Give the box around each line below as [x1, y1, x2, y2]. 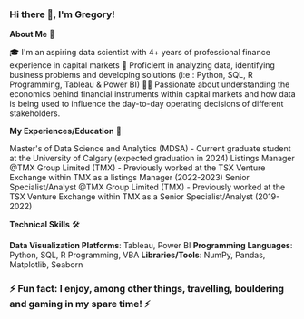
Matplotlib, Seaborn [9, 259, 83, 270]
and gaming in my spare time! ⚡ [9, 298, 152, 311]
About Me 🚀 [9, 29, 55, 40]
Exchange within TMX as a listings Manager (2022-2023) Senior [9, 172, 250, 183]
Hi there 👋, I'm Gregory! [9, 8, 115, 21]
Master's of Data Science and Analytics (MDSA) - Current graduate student [9, 143, 292, 154]
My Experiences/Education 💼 [9, 126, 123, 137]
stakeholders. [9, 108, 61, 119]
